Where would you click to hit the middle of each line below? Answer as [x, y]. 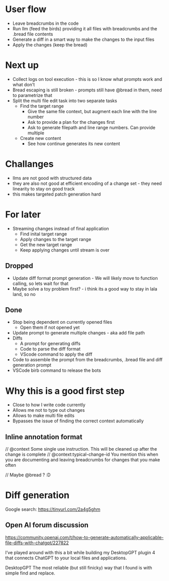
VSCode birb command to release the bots [57, 370]
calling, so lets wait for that [40, 283]
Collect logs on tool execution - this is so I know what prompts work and [87, 79]
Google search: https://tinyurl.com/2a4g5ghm [53, 509]
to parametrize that [32, 95]
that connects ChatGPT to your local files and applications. [66, 558]
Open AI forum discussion [47, 525]
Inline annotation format [44, 437]
